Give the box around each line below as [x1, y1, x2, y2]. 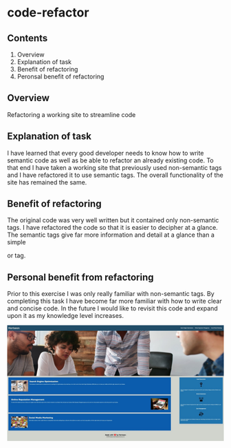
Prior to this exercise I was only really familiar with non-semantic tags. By [7, 290, 214, 298]
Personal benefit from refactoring [7, 271, 154, 283]
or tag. [7, 251, 26, 259]
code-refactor [7, 5, 89, 21]
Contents [7, 32, 48, 44]
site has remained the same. [7, 178, 87, 186]
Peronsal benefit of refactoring [16, 72, 104, 81]
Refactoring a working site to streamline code [7, 110, 136, 118]
